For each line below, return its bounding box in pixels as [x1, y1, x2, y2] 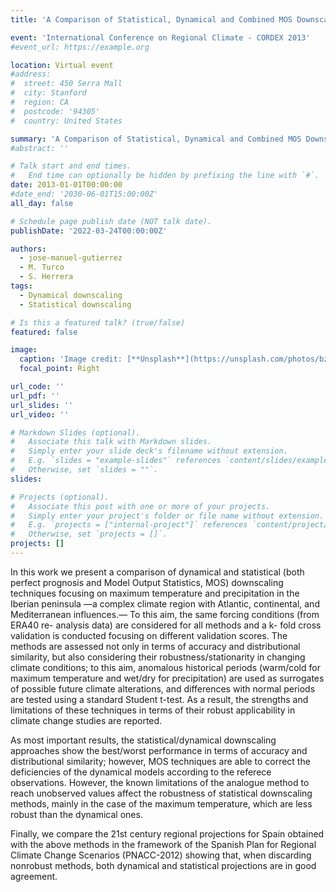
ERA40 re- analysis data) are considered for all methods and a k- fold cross [10, 619, 322, 631]
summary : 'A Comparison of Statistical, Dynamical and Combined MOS [10, 134, 302, 144]
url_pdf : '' [10, 391, 60, 401]
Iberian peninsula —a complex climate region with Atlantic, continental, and [10, 597, 320, 610]
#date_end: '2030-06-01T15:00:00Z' [10, 189, 159, 199]
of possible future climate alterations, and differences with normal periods [10, 682, 316, 695]
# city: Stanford [10, 88, 87, 98]
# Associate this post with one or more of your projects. [10, 501, 271, 511]
